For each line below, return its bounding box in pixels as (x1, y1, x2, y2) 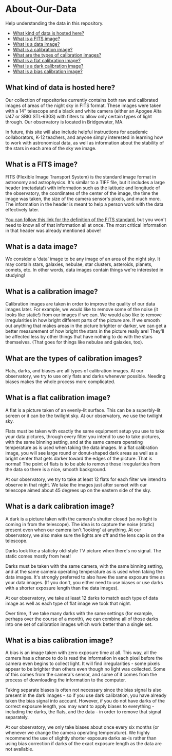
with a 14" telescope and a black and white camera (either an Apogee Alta (5, 107, 162, 114)
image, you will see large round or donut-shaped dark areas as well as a (5, 449, 158, 456)
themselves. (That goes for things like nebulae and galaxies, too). (5, 339, 144, 345)
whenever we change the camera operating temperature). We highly (5, 730, 150, 736)
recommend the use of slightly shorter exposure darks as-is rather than (5, 735, 157, 741)
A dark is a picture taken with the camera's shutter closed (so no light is (5, 515, 158, 522)
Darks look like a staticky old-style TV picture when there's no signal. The (5, 547, 162, 553)
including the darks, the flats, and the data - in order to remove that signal (5, 709, 162, 715)
